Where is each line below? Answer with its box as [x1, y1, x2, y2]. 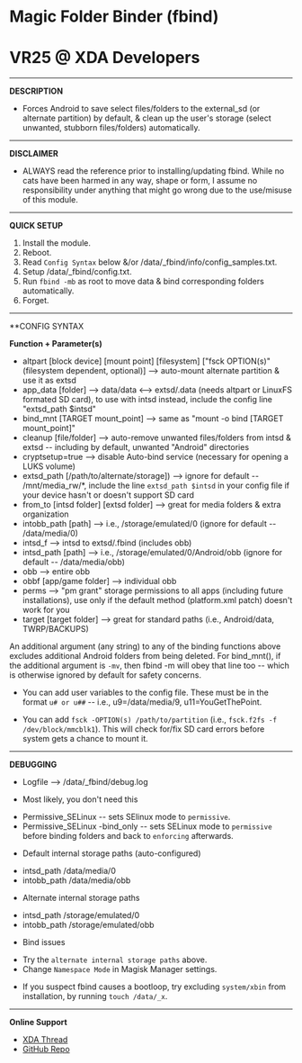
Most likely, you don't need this [22, 794, 138, 805]
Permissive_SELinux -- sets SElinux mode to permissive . [22, 812, 231, 823]
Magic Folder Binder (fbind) [9, 6, 219, 27]
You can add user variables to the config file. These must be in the [22, 687, 270, 698]
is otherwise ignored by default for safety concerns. [9, 670, 202, 680]
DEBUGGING [9, 759, 58, 770]
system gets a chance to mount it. [22, 734, 148, 744]
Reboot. [22, 248, 52, 258]
